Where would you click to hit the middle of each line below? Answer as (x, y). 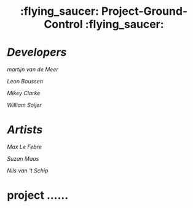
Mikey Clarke (24, 93)
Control (63, 24)
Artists (25, 130)
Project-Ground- (144, 11)
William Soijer (24, 105)
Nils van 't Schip (28, 171)
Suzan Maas (23, 159)
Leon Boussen (25, 82)
